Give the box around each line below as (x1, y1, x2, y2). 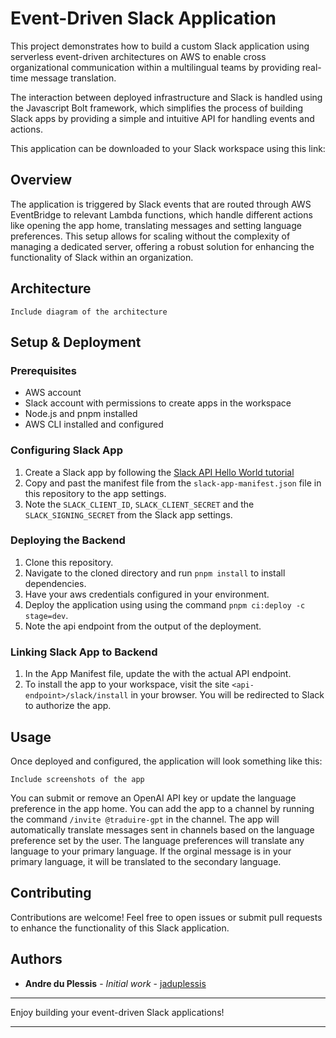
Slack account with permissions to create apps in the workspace (24, 397, 292, 409)
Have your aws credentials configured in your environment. (24, 588, 270, 600)
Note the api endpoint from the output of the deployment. (24, 620, 262, 632)
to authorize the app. (24, 700, 112, 712)
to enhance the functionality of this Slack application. (10, 922, 230, 934)
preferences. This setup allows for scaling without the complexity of (10, 230, 291, 242)
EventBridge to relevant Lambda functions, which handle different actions (10, 208, 313, 221)
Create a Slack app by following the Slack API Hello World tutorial (24, 466, 295, 478)
